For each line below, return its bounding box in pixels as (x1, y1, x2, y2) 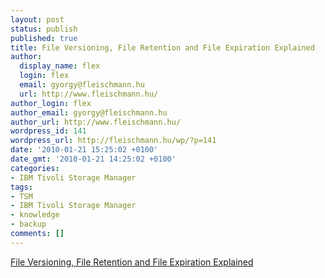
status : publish (10, 24, 78, 34)
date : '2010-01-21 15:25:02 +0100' (10, 145, 159, 155)
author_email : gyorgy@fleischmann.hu (10, 107, 168, 118)
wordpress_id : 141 (10, 126, 87, 136)
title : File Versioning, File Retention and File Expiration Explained (10, 42, 315, 53)
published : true (10, 33, 78, 43)
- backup (10, 219, 47, 230)
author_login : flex (10, 98, 92, 108)
